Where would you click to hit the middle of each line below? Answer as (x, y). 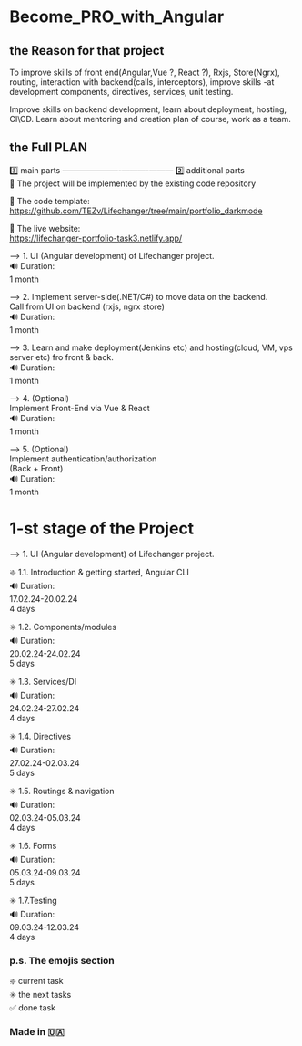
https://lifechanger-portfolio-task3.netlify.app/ (96, 238)
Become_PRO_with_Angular (117, 17)
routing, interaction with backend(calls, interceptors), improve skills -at (142, 82)
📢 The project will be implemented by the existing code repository (133, 183)
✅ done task (33, 1008)
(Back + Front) (36, 468)
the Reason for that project (87, 51)
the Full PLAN (49, 148)
